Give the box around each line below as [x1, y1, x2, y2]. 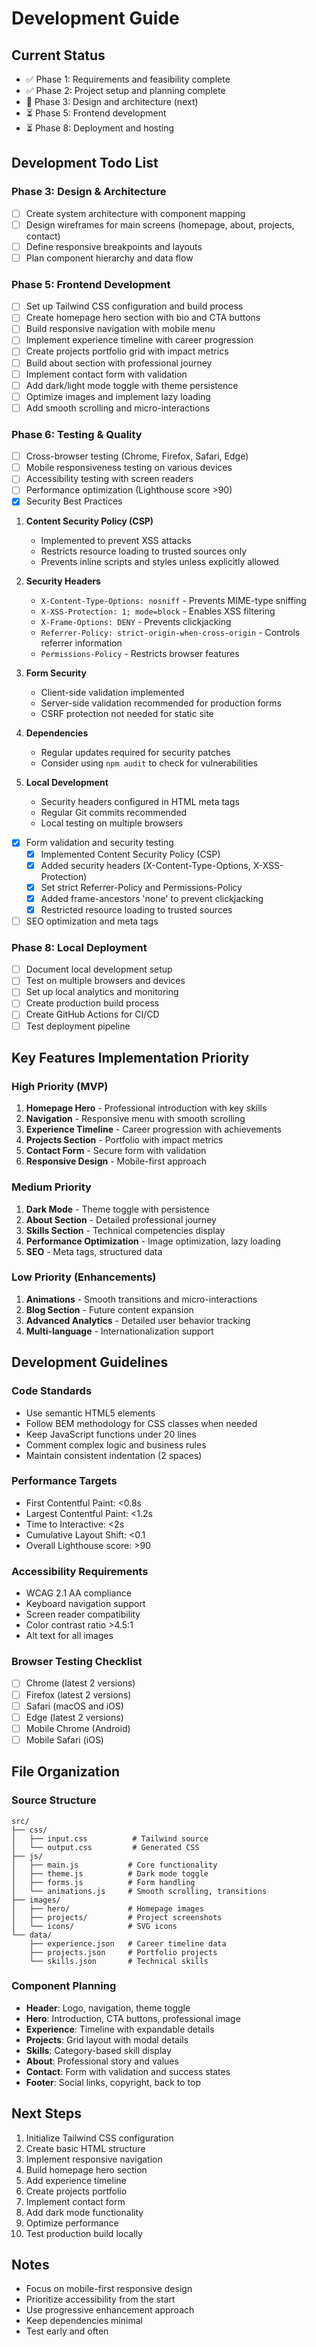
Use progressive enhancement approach [25, 2304, 195, 2316]
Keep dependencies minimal [25, 2315, 143, 2327]
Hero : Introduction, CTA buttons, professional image [25, 2012, 241, 2024]
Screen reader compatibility [25, 1608, 141, 1621]
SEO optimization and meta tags [25, 915, 159, 927]
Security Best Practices [25, 495, 123, 507]
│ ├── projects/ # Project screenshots [11, 1912, 223, 1922]
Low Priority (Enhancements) [11, 1270, 157, 1284]
